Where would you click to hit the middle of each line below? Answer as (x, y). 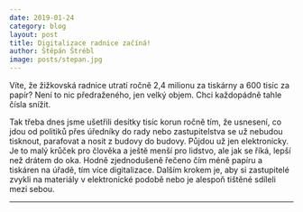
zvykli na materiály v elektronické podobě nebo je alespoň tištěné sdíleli (143, 180)
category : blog (38, 26)
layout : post (34, 34)
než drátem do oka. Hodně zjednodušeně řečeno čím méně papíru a (136, 160)
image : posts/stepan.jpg (56, 60)
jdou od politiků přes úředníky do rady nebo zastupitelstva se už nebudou (146, 131)
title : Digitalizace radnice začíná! (80, 43)
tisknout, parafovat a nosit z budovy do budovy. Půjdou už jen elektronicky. (149, 141)
